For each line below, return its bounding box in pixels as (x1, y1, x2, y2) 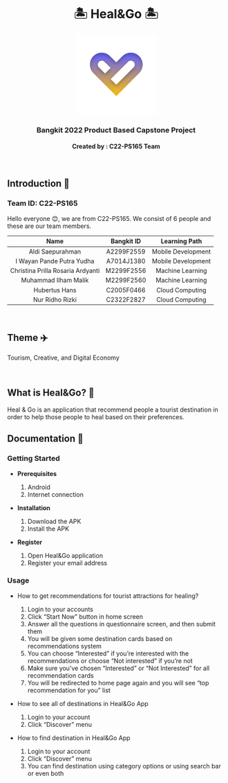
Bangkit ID (110, 237, 142, 245)
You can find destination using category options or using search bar (27, 762, 221, 770)
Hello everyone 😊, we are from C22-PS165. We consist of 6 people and (7, 214, 211, 222)
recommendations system (27, 642, 102, 650)
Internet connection (27, 490, 84, 498)
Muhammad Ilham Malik (21, 276, 89, 285)
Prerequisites (17, 469, 57, 477)
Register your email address (27, 558, 108, 567)
